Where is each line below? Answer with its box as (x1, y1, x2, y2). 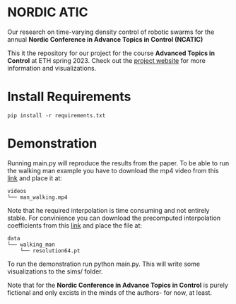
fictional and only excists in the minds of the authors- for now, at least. (7, 288, 213, 297)
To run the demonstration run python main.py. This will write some (7, 259, 200, 268)
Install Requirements (7, 89, 131, 105)
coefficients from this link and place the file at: (7, 221, 143, 230)
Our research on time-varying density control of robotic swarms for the (7, 28, 215, 36)
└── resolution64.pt (20, 247, 81, 255)
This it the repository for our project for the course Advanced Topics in (7, 49, 216, 57)
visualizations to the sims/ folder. (7, 267, 103, 276)
